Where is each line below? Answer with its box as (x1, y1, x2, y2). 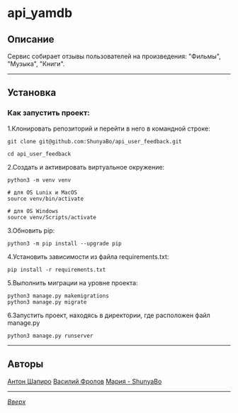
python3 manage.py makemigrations (7, 292, 110, 299)
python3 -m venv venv (7, 176, 72, 184)
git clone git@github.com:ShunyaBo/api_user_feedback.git (7, 138, 182, 145)
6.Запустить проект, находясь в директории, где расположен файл (7, 311, 210, 319)
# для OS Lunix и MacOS (7, 189, 78, 196)
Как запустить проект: (7, 108, 90, 118)
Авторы (7, 358, 44, 370)
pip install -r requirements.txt (7, 266, 106, 273)
